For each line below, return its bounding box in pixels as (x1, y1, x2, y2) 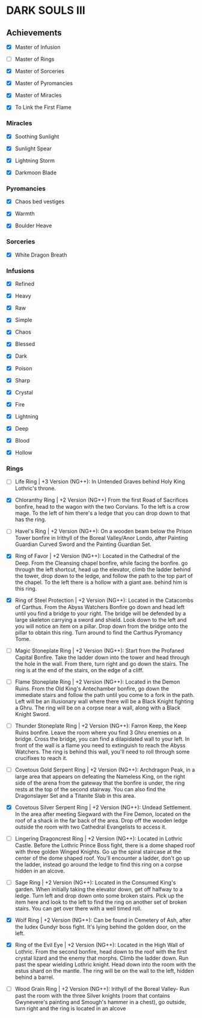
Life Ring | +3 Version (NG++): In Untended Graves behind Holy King (14, 478, 185, 485)
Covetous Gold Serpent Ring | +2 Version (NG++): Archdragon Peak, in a (14, 766, 195, 773)
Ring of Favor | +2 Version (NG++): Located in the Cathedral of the (14, 553, 180, 560)
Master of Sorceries (14, 67, 64, 75)
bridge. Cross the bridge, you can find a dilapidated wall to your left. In (14, 735, 190, 743)
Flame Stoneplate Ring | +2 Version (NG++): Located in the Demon (14, 678, 180, 685)
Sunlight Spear (14, 145, 52, 152)
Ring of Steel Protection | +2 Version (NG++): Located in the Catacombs (14, 596, 194, 604)
